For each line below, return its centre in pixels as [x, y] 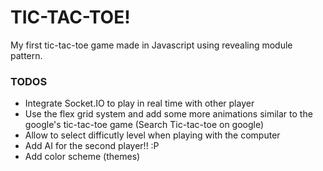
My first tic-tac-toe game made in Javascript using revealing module [151, 45]
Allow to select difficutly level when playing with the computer [152, 135]
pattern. [26, 55]
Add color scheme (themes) [82, 157]
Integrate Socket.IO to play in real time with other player [139, 103]
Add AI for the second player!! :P [92, 146]
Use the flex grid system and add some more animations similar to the [168, 114]
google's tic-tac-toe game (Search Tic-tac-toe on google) [144, 125]
